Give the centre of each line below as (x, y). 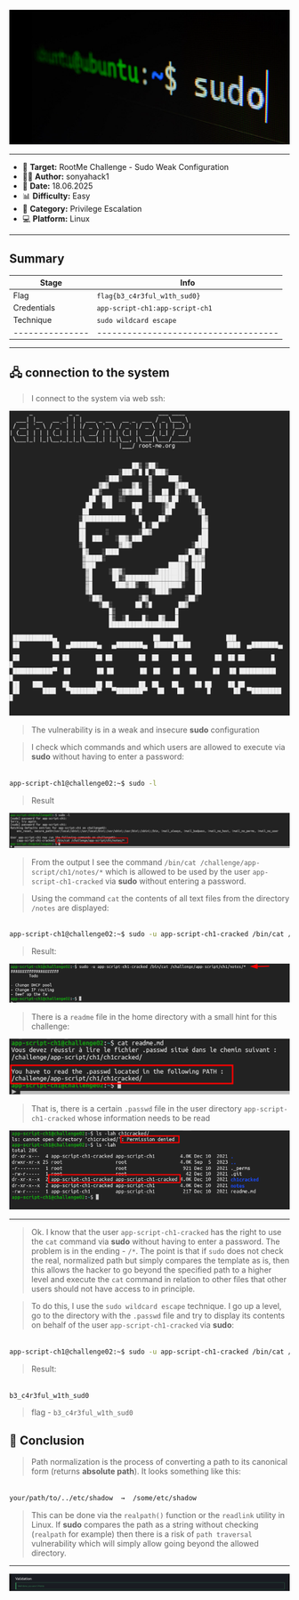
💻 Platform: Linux (56, 219)
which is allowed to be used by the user (178, 871)
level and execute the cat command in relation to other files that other (159, 1279)
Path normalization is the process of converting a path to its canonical (159, 1462)
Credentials (34, 308)
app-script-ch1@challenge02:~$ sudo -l (83, 783)
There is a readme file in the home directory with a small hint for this (154, 1017)
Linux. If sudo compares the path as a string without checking (145, 1524)
